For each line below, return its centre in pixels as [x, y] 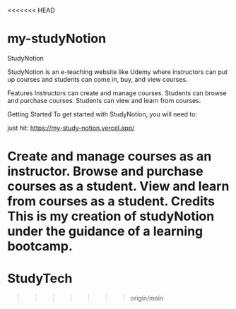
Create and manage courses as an [110, 156]
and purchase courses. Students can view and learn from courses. [104, 100]
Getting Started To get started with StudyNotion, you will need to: [102, 114]
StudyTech [40, 279]
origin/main [147, 298]
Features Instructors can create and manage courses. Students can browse [117, 93]
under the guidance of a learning [105, 231]
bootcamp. [40, 247]
